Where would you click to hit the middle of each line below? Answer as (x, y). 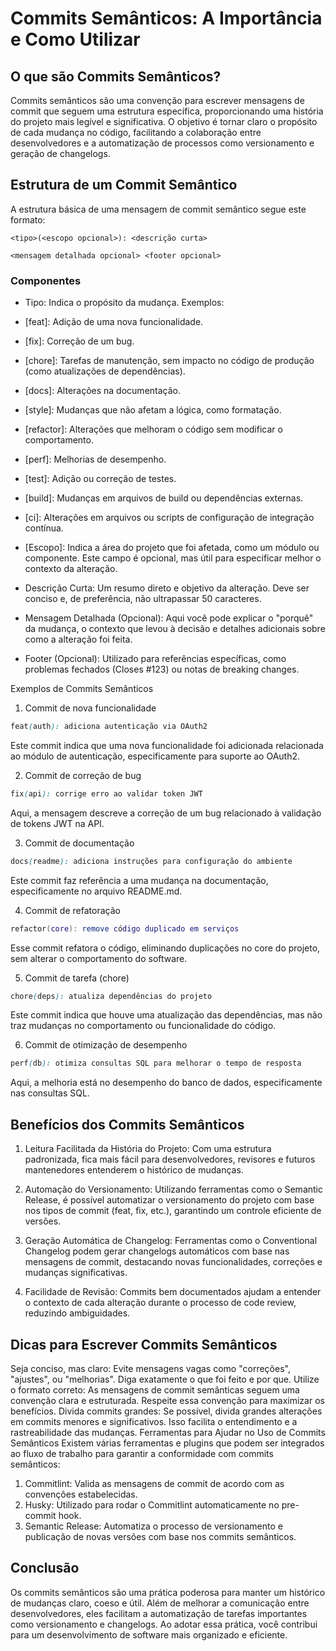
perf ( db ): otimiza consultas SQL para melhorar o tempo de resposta (156, 1063)
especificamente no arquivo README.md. (96, 891)
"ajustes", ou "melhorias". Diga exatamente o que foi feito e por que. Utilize (165, 1379)
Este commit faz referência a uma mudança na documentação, (139, 880)
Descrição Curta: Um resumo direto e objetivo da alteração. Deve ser (167, 588)
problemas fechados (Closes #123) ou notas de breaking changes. (162, 669)
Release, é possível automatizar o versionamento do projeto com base (169, 1200)
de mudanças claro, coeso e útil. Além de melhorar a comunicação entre (160, 1603)
